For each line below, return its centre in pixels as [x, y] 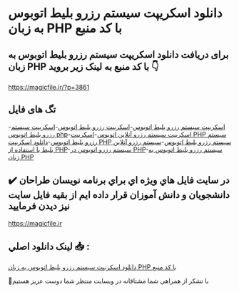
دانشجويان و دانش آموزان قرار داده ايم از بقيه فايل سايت [119, 195]
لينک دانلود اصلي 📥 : [49, 247]
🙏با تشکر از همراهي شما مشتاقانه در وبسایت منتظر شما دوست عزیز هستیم [108, 281]
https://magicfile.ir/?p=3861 [49, 87]
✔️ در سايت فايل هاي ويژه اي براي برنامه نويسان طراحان [119, 181]
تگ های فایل [32, 109]
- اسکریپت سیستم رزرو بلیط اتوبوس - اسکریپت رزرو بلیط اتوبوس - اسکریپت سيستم [117, 127]
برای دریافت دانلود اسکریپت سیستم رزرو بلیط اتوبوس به [118, 54]
